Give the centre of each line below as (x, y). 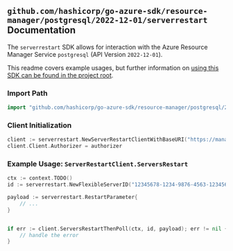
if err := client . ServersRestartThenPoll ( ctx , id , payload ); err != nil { (118, 229)
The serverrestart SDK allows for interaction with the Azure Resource (107, 47)
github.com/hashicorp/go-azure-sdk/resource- (107, 11)
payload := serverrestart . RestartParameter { (72, 198)
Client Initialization (40, 125)
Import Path (27, 93)
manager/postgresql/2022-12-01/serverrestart (107, 20)
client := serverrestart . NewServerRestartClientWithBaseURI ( (97, 140)
